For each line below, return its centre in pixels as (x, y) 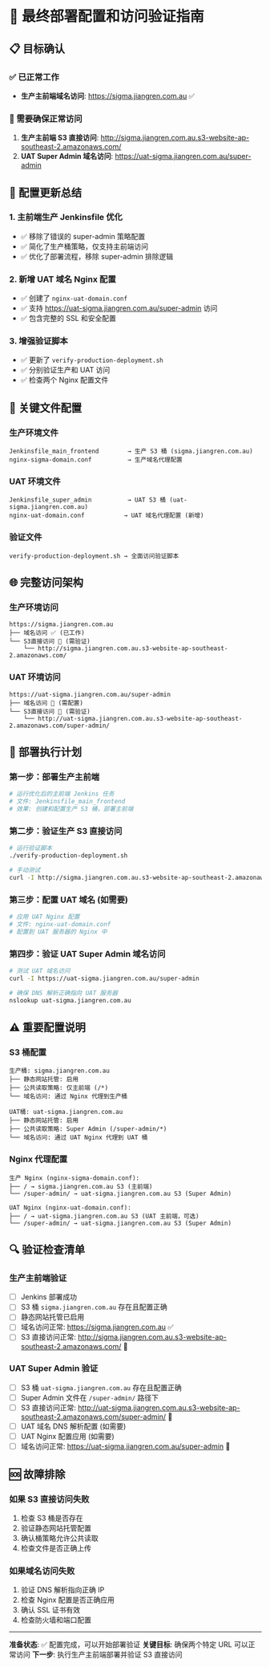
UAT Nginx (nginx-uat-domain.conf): (70, 1208)
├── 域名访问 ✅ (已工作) (47, 633)
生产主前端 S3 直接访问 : (60, 138)
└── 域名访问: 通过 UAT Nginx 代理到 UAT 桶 (79, 1138)
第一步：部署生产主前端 (54, 777)
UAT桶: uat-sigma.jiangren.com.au (66, 1112)
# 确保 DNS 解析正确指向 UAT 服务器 (64, 993)
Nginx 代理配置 (38, 1159)
